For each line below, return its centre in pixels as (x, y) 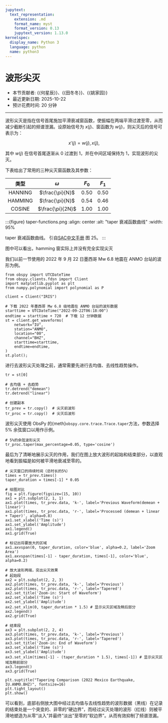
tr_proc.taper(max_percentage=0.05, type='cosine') (60, 445)
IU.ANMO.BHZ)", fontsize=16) (35, 684)
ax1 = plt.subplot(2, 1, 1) (34, 498)
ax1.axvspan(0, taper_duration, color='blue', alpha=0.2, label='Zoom (80, 548)
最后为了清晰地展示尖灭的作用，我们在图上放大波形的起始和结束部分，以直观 (84, 455)
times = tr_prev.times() (31, 476)
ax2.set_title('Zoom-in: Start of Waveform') (53, 593)
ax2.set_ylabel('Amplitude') (35, 602)
